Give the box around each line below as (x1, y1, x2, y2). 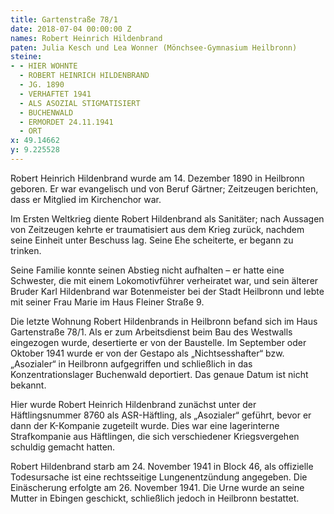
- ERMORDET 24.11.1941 (19, 117, 114, 127)
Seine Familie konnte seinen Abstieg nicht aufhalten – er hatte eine (10, 264, 285, 276)
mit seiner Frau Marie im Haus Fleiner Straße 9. (10, 296, 205, 308)
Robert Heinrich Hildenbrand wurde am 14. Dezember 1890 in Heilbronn (10, 172, 305, 184)
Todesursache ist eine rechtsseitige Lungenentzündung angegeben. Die (10, 471, 308, 483)
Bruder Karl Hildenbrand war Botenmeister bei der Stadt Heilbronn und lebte (10, 285, 325, 297)
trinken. (10, 244, 42, 256)
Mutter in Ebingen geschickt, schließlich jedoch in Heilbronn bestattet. (10, 492, 300, 504)
